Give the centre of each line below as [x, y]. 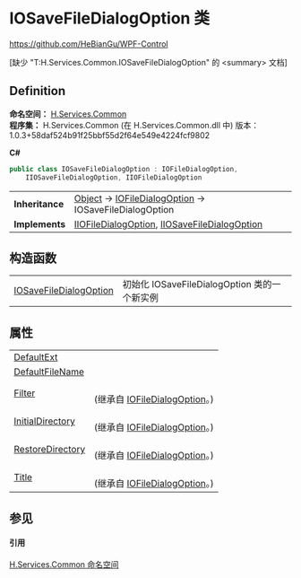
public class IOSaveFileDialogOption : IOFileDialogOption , [124, 169]
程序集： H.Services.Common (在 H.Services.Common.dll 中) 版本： [134, 125]
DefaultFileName [49, 372]
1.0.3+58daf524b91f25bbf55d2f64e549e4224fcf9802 [110, 135]
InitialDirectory [45, 421]
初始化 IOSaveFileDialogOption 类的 [197, 285]
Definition [37, 91]
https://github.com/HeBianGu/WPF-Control [89, 44]
